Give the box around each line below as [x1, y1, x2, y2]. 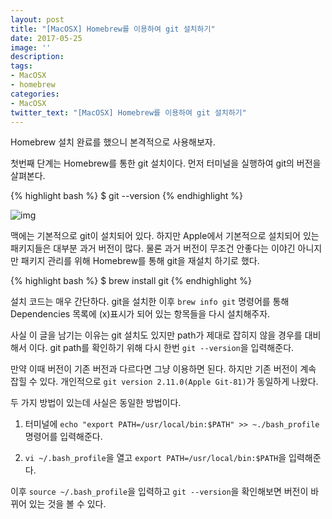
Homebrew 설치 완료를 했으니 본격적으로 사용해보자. [10, 136, 216, 148]
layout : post [10, 14, 65, 25]
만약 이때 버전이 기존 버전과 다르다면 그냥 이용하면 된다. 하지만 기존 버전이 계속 [10, 363, 317, 375]
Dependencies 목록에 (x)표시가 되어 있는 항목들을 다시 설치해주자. [10, 308, 271, 320]
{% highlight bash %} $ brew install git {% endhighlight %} [10, 275, 252, 287]
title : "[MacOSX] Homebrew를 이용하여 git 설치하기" [10, 24, 216, 34]
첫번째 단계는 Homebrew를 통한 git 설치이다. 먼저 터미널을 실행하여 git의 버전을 [10, 157, 322, 170]
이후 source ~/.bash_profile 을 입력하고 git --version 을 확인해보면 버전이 [10, 486, 309, 498]
